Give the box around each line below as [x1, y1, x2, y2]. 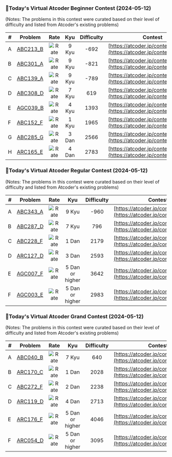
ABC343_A [16, 208, 44, 215]
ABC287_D [16, 222, 44, 230]
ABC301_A [16, 60, 44, 67]
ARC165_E [16, 148, 44, 155]
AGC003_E [16, 291, 44, 298]
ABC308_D [16, 89, 44, 97]
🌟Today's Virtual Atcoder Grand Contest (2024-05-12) [5, 313, 144, 320]
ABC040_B [16, 354, 44, 361]
